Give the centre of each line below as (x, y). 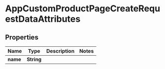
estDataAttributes (43, 19)
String (34, 59)
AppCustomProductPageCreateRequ (83, 9)
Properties (22, 37)
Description (60, 51)
